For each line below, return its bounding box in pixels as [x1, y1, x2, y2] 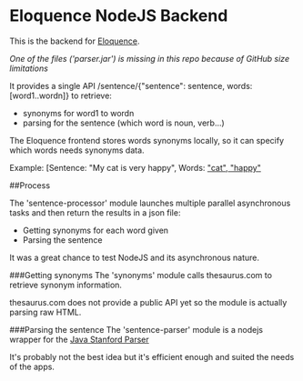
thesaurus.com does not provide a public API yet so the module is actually [9, 296, 288, 307]
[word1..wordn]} [9, 90, 70, 101]
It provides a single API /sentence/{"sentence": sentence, [9, 80, 226, 91]
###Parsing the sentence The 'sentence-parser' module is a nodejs [9, 324, 264, 335]
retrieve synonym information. [9, 279, 123, 290]
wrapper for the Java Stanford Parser [9, 334, 150, 345]
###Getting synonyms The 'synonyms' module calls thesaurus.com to [9, 269, 273, 280]
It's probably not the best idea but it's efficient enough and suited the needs [9, 351, 295, 362]
